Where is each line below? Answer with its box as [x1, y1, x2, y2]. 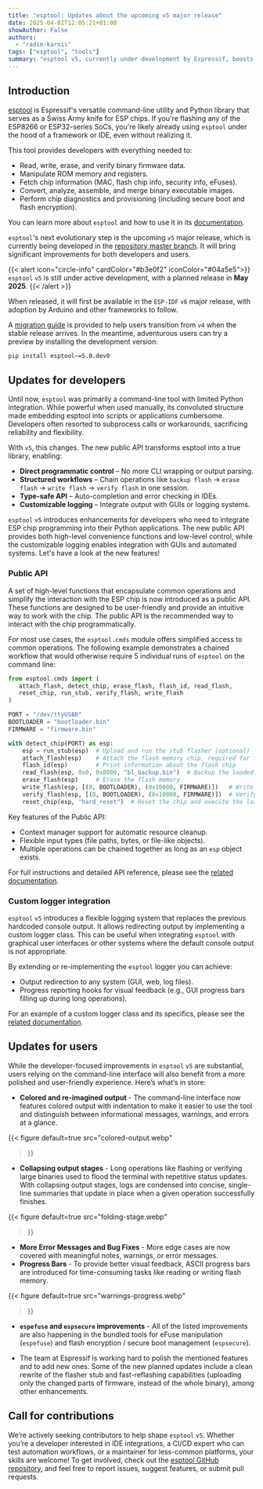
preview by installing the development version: [8, 337, 158, 346]
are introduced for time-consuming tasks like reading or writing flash [19, 1267, 241, 1276]
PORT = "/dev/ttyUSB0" [8, 711, 82, 719]
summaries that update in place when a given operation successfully [32, 1188, 255, 1198]
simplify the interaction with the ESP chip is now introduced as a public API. [8, 594, 252, 604]
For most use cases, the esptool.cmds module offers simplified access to [8, 634, 243, 644]
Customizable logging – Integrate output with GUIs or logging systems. [19, 500, 250, 509]
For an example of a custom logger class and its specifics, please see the [8, 1009, 245, 1018]
